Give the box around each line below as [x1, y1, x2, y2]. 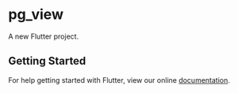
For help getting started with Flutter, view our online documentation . [8, 75, 230, 84]
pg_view [8, 6, 63, 24]
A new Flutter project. [8, 32, 79, 41]
